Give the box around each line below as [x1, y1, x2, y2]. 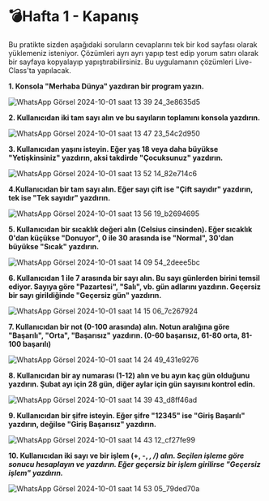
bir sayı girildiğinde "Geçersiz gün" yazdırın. [8, 290, 162, 300]
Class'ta [8, 65, 36, 75]
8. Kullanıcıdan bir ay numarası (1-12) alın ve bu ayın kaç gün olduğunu [8, 370, 250, 380]
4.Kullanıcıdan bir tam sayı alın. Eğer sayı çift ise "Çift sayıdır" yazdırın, [8, 184, 254, 194]
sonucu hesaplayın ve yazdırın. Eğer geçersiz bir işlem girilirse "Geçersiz [8, 459, 261, 469]
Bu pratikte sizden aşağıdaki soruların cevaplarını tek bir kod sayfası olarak [8, 39, 258, 50]
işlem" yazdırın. [8, 468, 63, 477]
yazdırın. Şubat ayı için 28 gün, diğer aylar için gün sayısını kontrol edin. [8, 379, 256, 389]
